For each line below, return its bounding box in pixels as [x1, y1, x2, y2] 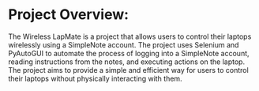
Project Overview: [8, 6, 129, 24]
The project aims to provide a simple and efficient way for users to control [8, 65, 249, 74]
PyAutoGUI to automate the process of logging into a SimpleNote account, [8, 48, 250, 58]
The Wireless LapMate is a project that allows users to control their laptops [8, 32, 252, 41]
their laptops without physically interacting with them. [8, 74, 183, 83]
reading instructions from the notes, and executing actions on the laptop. [8, 57, 246, 66]
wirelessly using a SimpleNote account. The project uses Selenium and [8, 40, 239, 49]
